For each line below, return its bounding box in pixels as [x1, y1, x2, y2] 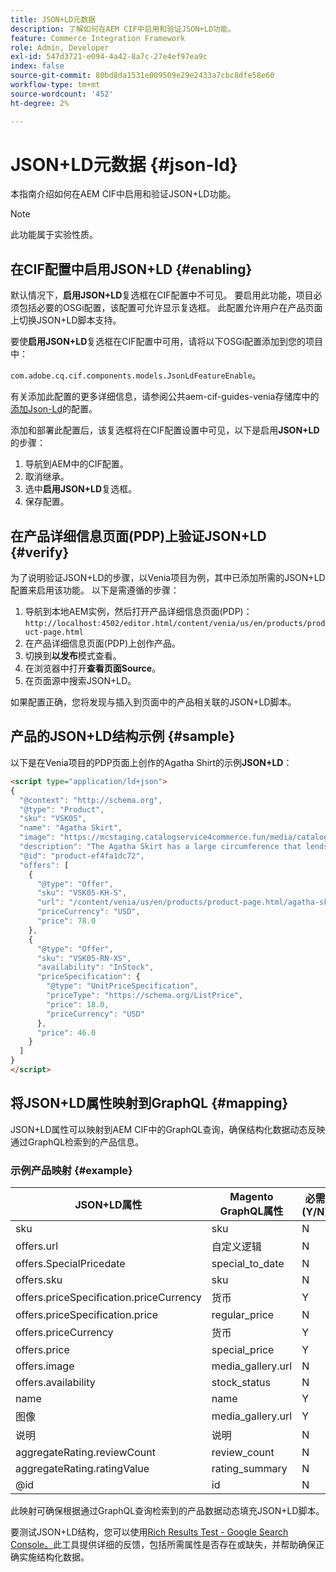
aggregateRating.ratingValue [15, 1461, 150, 1475]
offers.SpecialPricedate [15, 1256, 126, 1270]
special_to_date [211, 1256, 285, 1270]
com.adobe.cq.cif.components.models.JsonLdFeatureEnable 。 [10, 369, 262, 381]
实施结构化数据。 [18, 1551, 90, 1563]
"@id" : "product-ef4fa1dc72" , [19, 851, 145, 861]
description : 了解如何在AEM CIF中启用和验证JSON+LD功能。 [10, 24, 236, 34]
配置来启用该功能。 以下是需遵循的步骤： [10, 584, 180, 596]
